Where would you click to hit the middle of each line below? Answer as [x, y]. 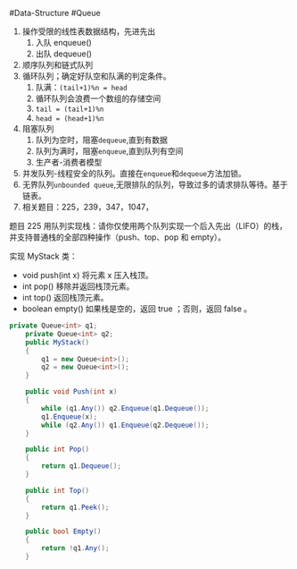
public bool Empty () [63, 531]
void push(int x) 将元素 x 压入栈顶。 [87, 275]
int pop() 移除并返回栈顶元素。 [78, 286]
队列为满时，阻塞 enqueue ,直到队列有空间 [109, 151]
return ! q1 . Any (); [75, 548]
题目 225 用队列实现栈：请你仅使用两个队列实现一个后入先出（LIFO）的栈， [148, 226]
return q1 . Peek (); [75, 507]
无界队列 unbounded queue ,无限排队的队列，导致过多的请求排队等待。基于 [155, 184]
